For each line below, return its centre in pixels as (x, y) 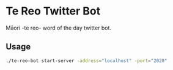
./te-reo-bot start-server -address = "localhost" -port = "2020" (86, 61)
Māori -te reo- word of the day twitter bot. (58, 28)
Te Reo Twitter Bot (53, 11)
